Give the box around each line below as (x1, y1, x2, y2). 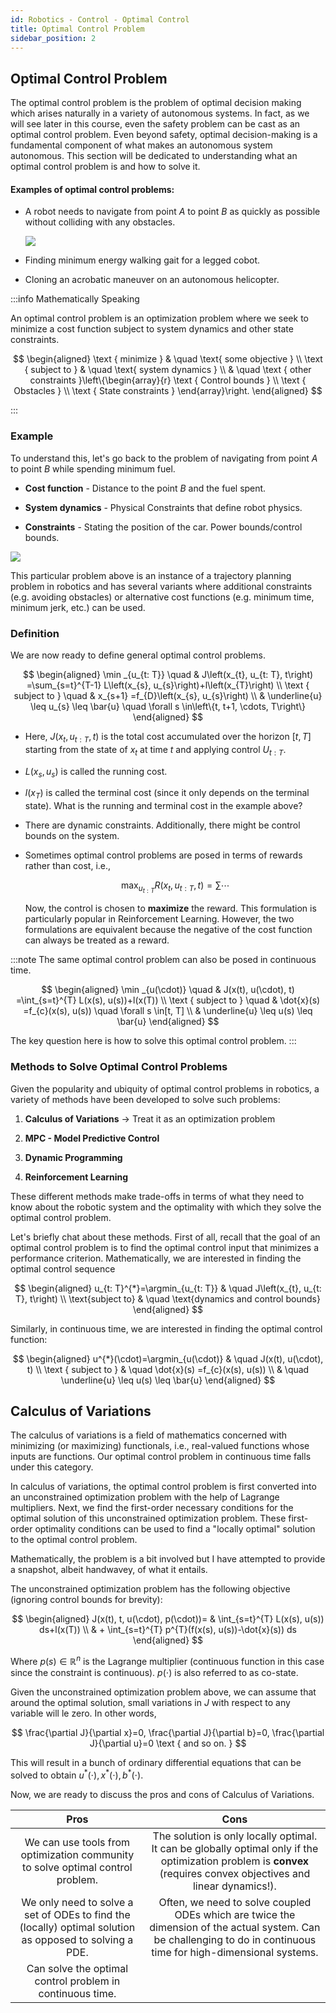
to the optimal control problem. (10, 1534, 138, 1546)
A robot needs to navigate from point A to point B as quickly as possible (24, 206, 321, 218)
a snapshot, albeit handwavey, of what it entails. (10, 1564, 208, 1576)
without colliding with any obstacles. (24, 216, 176, 228)
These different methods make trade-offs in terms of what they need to (10, 1190, 305, 1202)
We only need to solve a (21, 1895, 134, 1909)
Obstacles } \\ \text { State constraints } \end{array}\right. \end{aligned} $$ (13, 385, 323, 397)
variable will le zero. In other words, (10, 1707, 157, 1720)
